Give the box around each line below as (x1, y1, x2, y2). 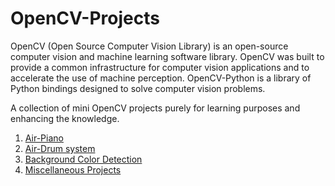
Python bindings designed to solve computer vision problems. (10, 82, 266, 94)
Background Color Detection (24, 153, 143, 165)
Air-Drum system (24, 142, 96, 154)
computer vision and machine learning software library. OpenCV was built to (10, 50, 325, 62)
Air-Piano (24, 132, 64, 144)
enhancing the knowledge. (10, 112, 120, 124)
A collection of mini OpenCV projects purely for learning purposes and (10, 102, 301, 114)
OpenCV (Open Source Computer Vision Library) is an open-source (10, 40, 289, 52)
